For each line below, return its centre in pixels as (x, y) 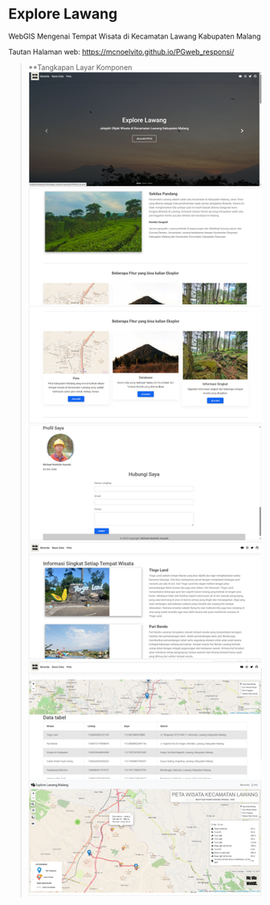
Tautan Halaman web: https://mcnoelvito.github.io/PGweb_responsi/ (121, 51)
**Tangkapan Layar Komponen (80, 67)
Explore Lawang (63, 14)
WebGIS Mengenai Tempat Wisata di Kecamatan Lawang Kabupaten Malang (135, 36)
